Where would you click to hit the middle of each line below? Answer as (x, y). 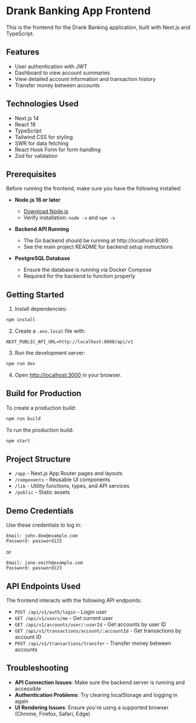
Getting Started (35, 295)
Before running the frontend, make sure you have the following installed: (94, 189)
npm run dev (21, 364)
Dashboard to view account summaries (62, 73)
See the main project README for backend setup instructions (98, 247)
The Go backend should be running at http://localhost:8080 (96, 241)
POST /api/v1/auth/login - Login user (61, 612)
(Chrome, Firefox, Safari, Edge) (52, 714)
